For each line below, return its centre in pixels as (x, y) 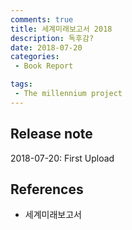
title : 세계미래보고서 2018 (61, 29)
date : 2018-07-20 (46, 47)
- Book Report (44, 66)
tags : (21, 84)
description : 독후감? (52, 38)
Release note (51, 134)
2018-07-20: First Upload (62, 158)
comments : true (42, 19)
